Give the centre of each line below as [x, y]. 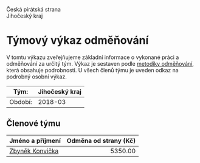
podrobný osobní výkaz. [36, 77]
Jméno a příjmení [35, 140]
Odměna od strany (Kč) [101, 140]
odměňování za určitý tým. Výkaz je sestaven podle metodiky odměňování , [100, 63]
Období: [21, 102]
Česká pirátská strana [33, 9]
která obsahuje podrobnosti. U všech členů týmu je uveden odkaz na [93, 70]
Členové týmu [33, 124]
